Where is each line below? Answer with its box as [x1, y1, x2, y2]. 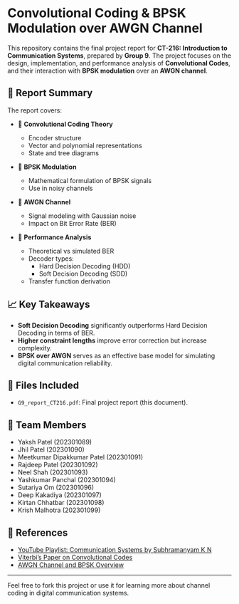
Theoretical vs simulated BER [28, 246, 115, 255]
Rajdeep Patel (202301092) [17, 461, 98, 469]
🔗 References [7, 526, 68, 538]
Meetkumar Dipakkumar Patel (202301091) [17, 453, 144, 462]
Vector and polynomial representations [28, 141, 142, 150]
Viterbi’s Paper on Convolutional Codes [17, 553, 133, 561]
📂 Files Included [7, 379, 80, 391]
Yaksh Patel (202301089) [17, 438, 92, 447]
